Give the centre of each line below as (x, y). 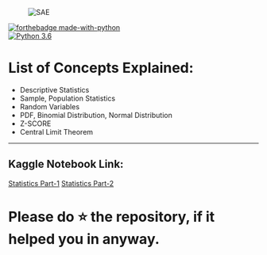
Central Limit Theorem (56, 131)
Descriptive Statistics (54, 89)
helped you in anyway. (84, 239)
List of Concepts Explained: (101, 68)
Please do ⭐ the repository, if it (112, 217)
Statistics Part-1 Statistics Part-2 (61, 183)
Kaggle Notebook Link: (66, 164)
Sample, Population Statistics (68, 98)
